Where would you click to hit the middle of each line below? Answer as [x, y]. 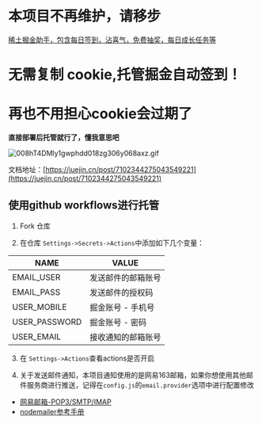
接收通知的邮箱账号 [125, 337]
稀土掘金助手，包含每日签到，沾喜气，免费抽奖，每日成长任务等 [112, 40]
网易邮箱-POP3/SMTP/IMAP [66, 402]
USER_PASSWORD [47, 322]
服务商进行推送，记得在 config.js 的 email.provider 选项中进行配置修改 [140, 384]
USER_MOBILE [40, 307]
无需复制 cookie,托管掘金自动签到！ [125, 75]
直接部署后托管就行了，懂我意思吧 [64, 138]
